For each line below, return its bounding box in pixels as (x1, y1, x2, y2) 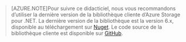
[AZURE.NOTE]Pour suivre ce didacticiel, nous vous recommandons (11, 5, 176, 12)
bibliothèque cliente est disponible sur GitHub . (11, 30, 123, 37)
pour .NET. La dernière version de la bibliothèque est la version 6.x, (11, 17, 174, 24)
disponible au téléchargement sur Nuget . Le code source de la (11, 23, 163, 30)
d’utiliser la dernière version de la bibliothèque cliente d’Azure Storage (11, 11, 181, 18)
